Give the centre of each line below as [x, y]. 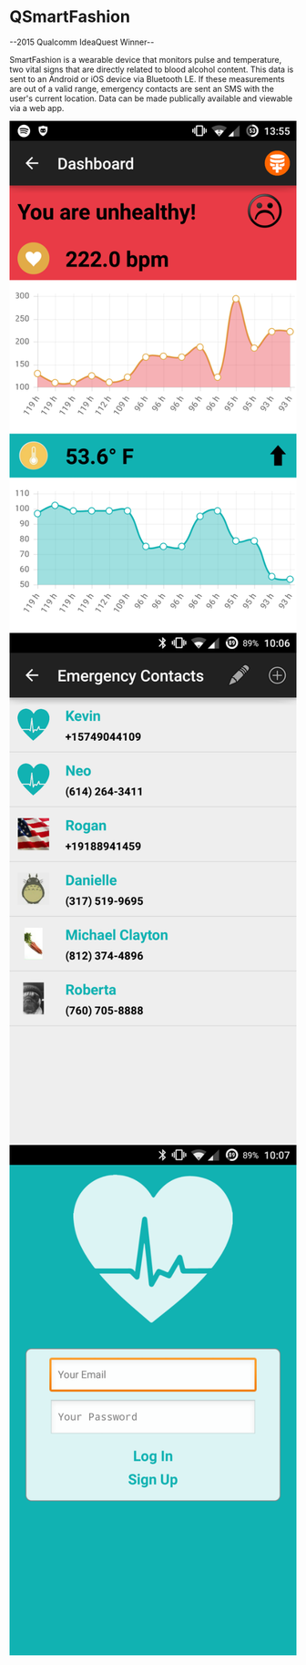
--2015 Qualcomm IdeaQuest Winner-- [82, 42]
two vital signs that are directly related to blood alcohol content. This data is [152, 69]
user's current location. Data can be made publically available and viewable [151, 98]
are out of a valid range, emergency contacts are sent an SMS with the [142, 88]
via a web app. [37, 108]
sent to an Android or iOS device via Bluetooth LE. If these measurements [147, 78]
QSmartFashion [70, 17]
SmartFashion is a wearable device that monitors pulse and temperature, [146, 59]
